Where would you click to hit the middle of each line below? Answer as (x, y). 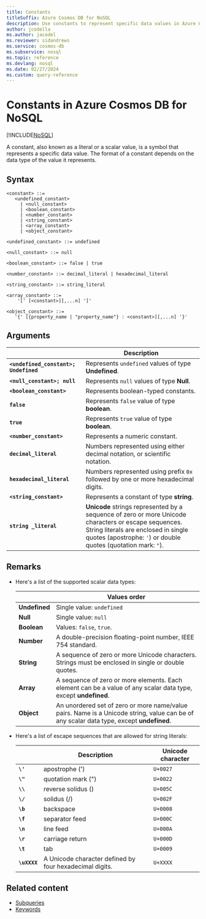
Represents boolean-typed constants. (141, 391)
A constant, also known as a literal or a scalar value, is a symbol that (93, 147)
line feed (56, 829)
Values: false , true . (84, 627)
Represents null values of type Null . (138, 381)
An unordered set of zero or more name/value (122, 705)
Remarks (24, 567)
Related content (37, 888)
